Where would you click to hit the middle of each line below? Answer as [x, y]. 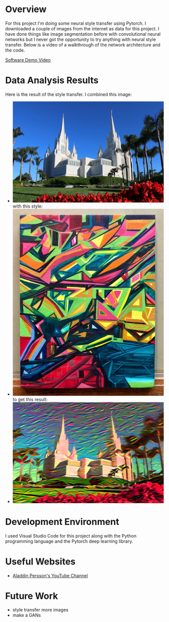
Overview [26, 9]
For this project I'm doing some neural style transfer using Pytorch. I [76, 23]
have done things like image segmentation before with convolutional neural [83, 34]
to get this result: [30, 399]
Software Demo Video [28, 60]
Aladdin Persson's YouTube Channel [50, 576]
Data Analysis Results [52, 81]
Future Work [32, 596]
